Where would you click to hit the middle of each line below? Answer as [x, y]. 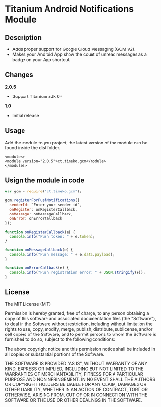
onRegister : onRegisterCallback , [44, 210]
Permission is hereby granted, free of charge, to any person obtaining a [77, 313]
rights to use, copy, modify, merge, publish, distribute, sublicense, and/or [79, 329]
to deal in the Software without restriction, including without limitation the [79, 324]
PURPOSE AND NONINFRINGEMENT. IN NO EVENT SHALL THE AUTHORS [80, 379]
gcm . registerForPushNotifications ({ [42, 200]
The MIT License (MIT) [28, 304]
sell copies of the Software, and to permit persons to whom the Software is [81, 335]
